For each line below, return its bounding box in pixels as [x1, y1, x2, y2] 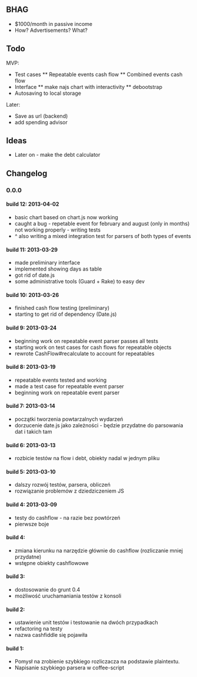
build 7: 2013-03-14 [6, 402, 56, 409]
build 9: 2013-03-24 [6, 324, 57, 331]
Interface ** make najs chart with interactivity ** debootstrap [14, 83, 163, 90]
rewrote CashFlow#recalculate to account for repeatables [14, 350, 155, 357]
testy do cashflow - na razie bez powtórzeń [14, 514, 121, 521]
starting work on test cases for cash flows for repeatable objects [14, 344, 172, 351]
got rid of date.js [14, 272, 55, 279]
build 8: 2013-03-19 [6, 364, 56, 371]
